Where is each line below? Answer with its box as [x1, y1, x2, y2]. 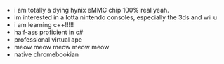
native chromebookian [13, 50, 79, 58]
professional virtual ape [13, 35, 83, 44]
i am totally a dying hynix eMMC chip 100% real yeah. [13, 6, 170, 14]
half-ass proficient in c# [13, 28, 84, 36]
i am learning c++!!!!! [13, 21, 74, 29]
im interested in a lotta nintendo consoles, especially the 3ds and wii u [13, 13, 218, 22]
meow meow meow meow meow [13, 43, 110, 51]
